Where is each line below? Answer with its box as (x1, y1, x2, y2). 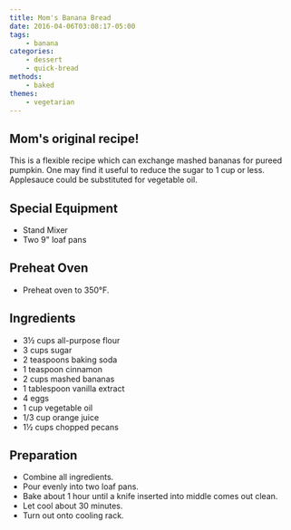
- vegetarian (25, 97, 75, 107)
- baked (25, 81, 54, 90)
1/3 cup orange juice (22, 411, 100, 422)
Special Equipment (9, 200, 118, 216)
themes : (9, 89, 39, 98)
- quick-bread (25, 64, 79, 73)
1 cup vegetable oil (22, 402, 93, 413)
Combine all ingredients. (22, 472, 114, 483)
